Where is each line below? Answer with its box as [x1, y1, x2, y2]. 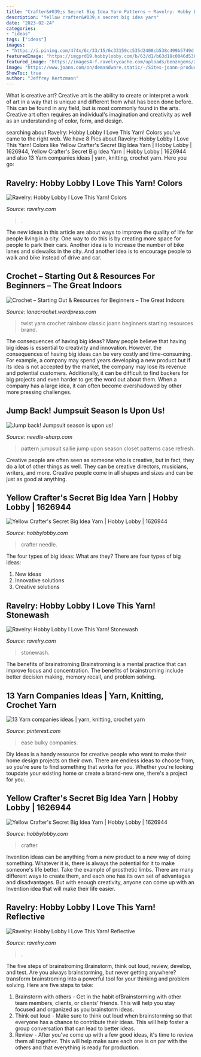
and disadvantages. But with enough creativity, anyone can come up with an [6, 878, 194, 885]
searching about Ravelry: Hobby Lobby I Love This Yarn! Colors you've [6, 129, 181, 136]
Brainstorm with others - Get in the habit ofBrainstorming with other [14, 993, 182, 1000]
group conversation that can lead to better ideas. [14, 1025, 136, 1032]
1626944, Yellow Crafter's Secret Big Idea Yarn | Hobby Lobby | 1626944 [6, 148, 187, 155]
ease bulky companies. [20, 739, 78, 746]
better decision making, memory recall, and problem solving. [6, 673, 156, 680]
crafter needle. [20, 541, 58, 548]
